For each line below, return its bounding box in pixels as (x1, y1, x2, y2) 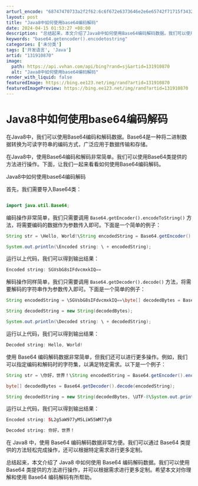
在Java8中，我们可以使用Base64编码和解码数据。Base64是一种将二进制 (6, 133, 182, 140)
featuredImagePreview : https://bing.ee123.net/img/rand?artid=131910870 (6, 86, 189, 91)
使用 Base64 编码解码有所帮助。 (16, 474, 95, 481)
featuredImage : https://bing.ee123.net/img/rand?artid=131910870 (6, 80, 170, 86)
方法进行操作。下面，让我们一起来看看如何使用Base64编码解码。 (6, 160, 164, 168)
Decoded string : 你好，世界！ (6, 428, 75, 434)
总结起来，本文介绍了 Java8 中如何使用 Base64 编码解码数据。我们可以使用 (6, 459, 190, 466)
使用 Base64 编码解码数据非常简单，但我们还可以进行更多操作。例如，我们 (6, 353, 188, 360)
